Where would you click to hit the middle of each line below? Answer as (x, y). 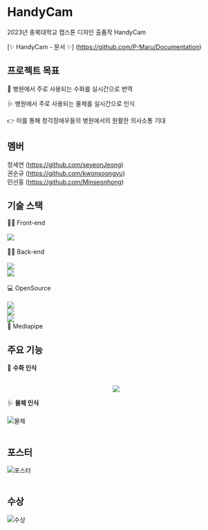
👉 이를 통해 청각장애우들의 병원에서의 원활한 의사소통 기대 (86, 120)
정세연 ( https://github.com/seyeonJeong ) (65, 164)
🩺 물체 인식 (23, 403)
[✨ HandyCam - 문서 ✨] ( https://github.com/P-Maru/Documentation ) (104, 46)
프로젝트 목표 (34, 71)
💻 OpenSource (29, 288)
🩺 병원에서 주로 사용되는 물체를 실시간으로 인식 (71, 103)
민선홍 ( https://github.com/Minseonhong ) (66, 182)
